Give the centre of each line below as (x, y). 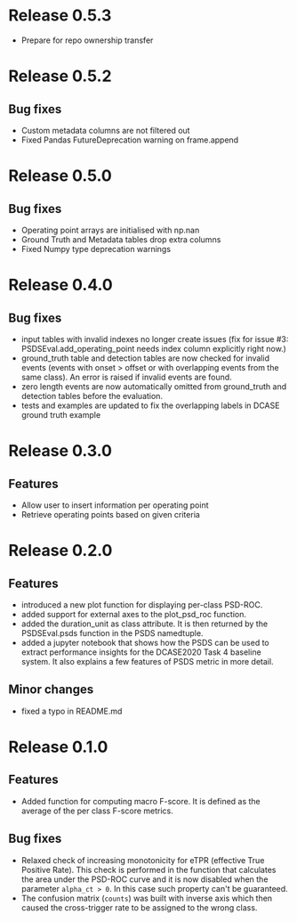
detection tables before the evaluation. (92, 396)
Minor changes (51, 690)
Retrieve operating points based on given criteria (111, 514)
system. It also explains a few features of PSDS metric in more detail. (147, 661)
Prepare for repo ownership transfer (87, 40)
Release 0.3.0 (60, 451)
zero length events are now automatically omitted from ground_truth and (153, 386)
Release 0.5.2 (60, 76)
